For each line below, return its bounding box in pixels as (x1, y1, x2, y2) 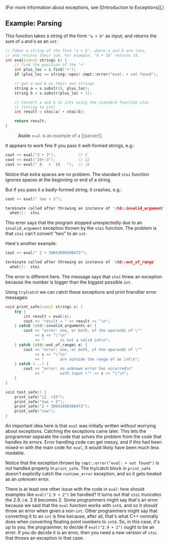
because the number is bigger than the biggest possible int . (5, 279, 132, 285)
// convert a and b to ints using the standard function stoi (14, 100, 149, 105)
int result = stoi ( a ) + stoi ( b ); (14, 110, 86, 115)
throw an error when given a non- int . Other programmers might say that (5, 508, 158, 514)
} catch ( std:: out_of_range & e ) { (14, 342, 88, 347)
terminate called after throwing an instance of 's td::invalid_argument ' (5, 206, 165, 211)
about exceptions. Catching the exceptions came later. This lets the (5, 428, 147, 434)
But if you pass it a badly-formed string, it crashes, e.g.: (5, 186, 122, 192)
